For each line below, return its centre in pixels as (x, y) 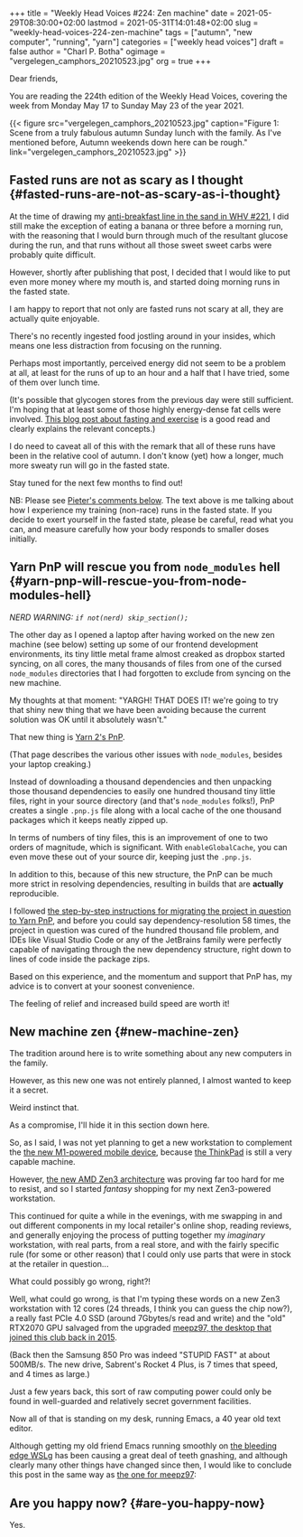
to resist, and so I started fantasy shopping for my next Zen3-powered (140, 1189)
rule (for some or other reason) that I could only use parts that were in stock (150, 1254)
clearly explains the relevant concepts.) (83, 428)
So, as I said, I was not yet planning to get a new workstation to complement (151, 1143)
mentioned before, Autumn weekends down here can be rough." (129, 142)
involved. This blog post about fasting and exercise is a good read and (140, 418)
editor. (21, 1429)
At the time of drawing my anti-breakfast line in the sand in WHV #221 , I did (149, 216)
